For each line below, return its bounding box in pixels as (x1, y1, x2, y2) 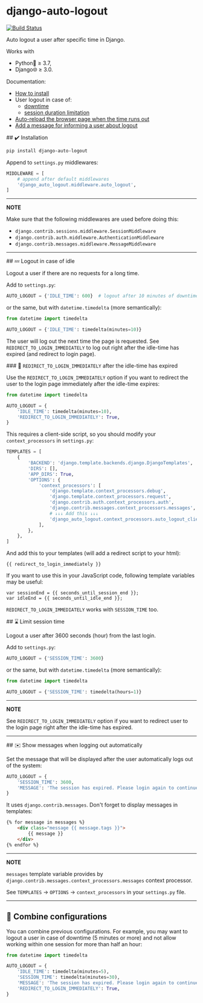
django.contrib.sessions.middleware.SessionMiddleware (14, 229, 156, 235)
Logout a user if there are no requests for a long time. (6, 270, 140, 277)
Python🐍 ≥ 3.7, (14, 59, 52, 67)
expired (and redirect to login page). (6, 350, 96, 357)
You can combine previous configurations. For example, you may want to (6, 927, 188, 935)
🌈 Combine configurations (6, 912, 108, 922)
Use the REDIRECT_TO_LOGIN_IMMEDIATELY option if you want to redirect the (6, 374, 188, 381)
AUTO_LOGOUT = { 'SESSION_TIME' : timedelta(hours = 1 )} (6, 689, 142, 695)
